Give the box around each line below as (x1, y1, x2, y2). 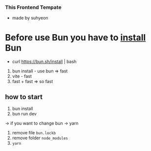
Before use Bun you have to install (5, 32, 146, 43)
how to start (5, 92, 43, 101)
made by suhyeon (12, 15, 48, 21)
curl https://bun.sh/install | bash (12, 59, 77, 65)
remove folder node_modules (12, 135, 68, 141)
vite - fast (12, 73, 32, 79)
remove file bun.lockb (12, 130, 56, 136)
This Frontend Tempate (5, 4, 62, 11)
